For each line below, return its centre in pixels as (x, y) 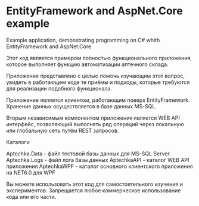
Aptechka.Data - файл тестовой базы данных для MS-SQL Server (88, 154)
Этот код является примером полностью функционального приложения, (99, 58)
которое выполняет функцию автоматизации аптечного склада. (87, 64)
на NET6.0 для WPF (31, 172)
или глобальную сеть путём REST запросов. (63, 130)
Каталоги (18, 142)
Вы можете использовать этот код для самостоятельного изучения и (95, 184)
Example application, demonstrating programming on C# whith (83, 40)
